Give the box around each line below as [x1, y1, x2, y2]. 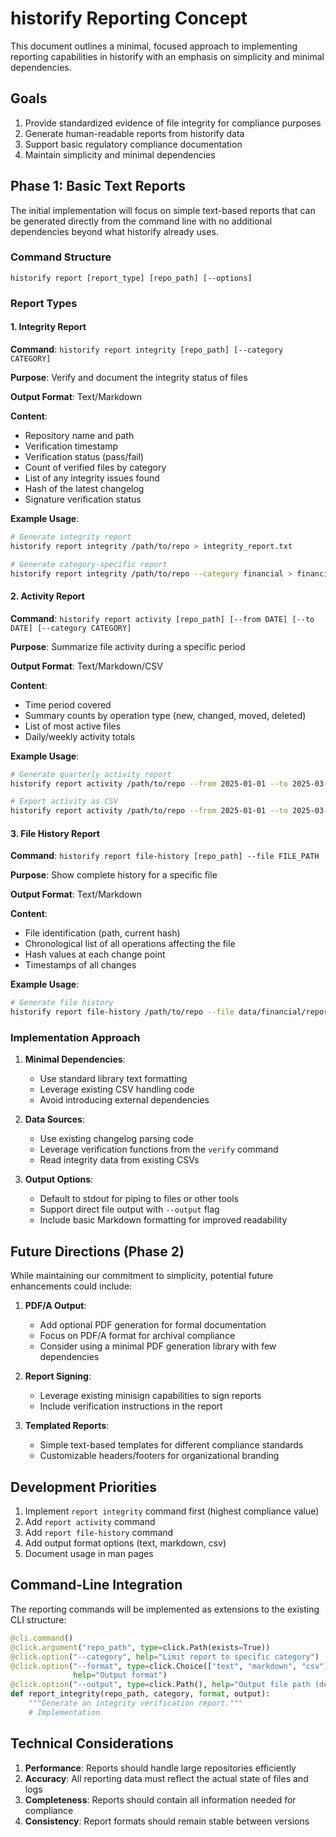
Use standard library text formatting [39, 1073, 188, 1085]
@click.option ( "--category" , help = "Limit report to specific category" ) [10, 1652, 320, 1662]
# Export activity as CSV [10, 797, 118, 807]
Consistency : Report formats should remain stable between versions [24, 1815, 310, 1827]
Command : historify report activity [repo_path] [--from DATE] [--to [10, 612, 315, 624]
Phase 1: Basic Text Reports [10, 178, 187, 195]
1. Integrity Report [10, 321, 87, 333]
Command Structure [10, 250, 112, 264]
